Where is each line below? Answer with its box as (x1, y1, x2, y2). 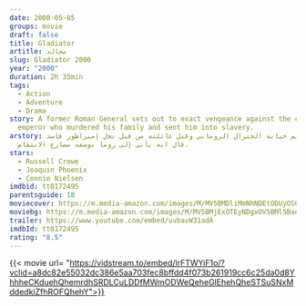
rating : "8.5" (9, 232, 64, 242)
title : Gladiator (9, 38, 76, 48)
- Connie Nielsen (17, 173, 84, 183)
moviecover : (9, 199, 55, 209)
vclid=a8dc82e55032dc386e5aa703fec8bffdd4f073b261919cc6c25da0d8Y (9, 267, 296, 278)
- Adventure (17, 97, 64, 107)
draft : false (9, 30, 59, 39)
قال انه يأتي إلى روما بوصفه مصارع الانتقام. (17, 140, 189, 149)
